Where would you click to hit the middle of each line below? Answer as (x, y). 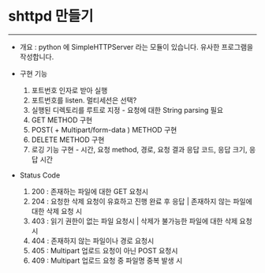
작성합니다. (37, 57)
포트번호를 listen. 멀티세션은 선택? (84, 100)
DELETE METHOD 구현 (68, 140)
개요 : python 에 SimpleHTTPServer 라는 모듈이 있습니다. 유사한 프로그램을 (136, 47)
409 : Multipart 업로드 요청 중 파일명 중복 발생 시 (107, 260)
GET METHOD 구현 (62, 120)
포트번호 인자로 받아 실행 (69, 90)
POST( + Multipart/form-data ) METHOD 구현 (104, 129)
